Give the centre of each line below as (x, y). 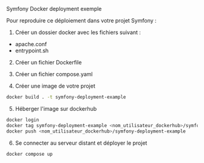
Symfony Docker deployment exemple (54, 9)
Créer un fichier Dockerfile (48, 62)
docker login (23, 120)
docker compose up (29, 154)
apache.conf (31, 44)
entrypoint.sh (32, 50)
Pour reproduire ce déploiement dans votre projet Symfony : (81, 20)
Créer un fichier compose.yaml (54, 74)
